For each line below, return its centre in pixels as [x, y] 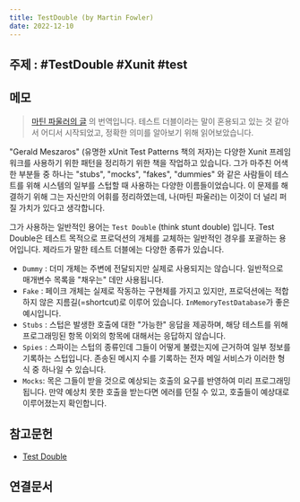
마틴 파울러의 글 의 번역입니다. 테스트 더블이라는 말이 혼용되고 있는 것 [152, 121]
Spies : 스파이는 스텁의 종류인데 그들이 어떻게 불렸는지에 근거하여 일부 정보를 [156, 347]
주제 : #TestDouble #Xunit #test [99, 64]
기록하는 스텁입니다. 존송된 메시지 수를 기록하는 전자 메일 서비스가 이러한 [149, 358]
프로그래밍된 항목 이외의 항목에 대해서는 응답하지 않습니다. [124, 335]
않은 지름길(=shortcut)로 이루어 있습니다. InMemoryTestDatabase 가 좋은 [164, 302]
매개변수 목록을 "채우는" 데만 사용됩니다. [93, 279]
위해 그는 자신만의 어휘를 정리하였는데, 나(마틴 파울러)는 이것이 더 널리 [155, 196]
